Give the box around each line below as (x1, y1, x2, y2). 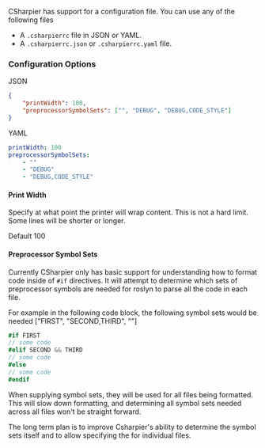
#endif (8, 375, 30, 383)
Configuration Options (8, 59, 97, 70)
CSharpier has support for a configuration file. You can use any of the (8, 7, 236, 16)
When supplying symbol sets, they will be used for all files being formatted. (8, 389, 253, 399)
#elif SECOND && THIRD (8, 346, 83, 355)
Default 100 (8, 231, 46, 241)
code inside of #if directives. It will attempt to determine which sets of (8, 275, 238, 285)
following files (8, 15, 54, 25)
